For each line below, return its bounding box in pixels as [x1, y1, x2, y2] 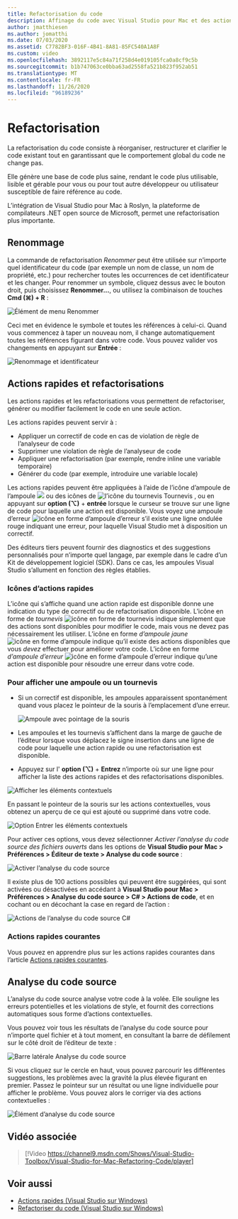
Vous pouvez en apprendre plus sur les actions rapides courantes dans [7, 948, 215, 956]
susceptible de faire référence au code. [7, 187, 123, 196]
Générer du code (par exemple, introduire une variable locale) [17, 469, 198, 478]
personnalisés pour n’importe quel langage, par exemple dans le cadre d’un [7, 551, 228, 559]
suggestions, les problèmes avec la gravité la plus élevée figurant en [7, 1074, 208, 1082]
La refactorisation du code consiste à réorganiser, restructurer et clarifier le [7, 143, 227, 153]
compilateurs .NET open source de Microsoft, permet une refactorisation [7, 209, 220, 217]
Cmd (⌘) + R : [7, 293, 49, 302]
